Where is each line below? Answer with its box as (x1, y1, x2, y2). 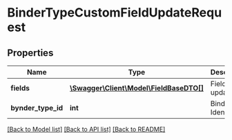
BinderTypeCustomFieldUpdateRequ (7, 5, 222, 21)
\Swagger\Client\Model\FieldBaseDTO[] (69, 83, 204, 92)
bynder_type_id (10, 103, 64, 112)
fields (10, 83, 30, 92)
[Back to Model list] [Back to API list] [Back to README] (7, 126, 166, 133)
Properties (7, 47, 54, 59)
